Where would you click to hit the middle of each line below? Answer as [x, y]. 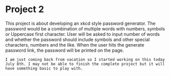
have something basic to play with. [44, 68]
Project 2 [25, 9]
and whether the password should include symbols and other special [78, 40]
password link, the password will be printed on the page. [65, 50]
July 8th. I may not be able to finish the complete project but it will [85, 64]
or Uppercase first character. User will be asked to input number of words [83, 34]
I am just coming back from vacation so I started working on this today [85, 59]
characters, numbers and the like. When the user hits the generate [75, 45]
